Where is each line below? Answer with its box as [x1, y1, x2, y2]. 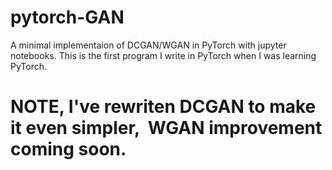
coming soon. [10, 138, 127, 161]
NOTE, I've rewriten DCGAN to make [10, 96, 317, 118]
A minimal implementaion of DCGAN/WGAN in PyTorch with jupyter [10, 39, 287, 51]
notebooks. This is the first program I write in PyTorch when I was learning [10, 49, 317, 61]
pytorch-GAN [10, 6, 125, 29]
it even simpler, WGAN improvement [10, 117, 323, 140]
